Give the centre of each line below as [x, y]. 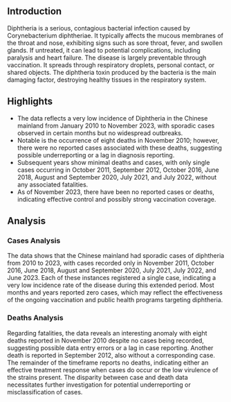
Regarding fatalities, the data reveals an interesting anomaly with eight [107, 333]
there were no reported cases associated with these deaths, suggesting [120, 148]
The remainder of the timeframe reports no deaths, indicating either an [108, 362]
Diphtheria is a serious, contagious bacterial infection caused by [99, 28]
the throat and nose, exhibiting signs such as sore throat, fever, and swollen [115, 43]
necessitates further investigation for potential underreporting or [99, 385]
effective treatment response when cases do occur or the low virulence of [113, 369]
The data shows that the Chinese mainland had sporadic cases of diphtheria [116, 256]
